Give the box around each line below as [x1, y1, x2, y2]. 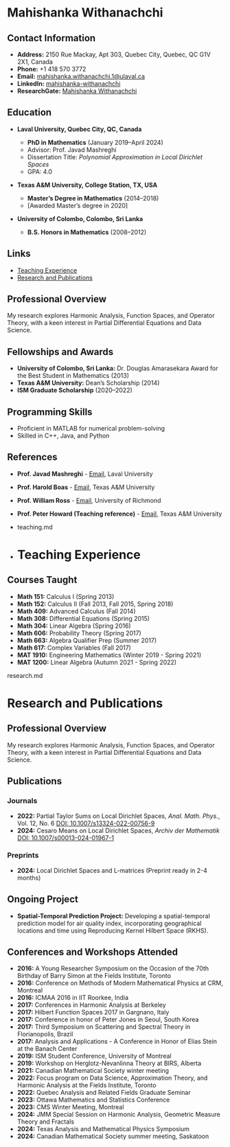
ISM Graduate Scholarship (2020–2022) [16, 386, 133, 394]
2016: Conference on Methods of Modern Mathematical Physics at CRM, [16, 979, 223, 987]
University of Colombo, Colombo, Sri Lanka [16, 214, 143, 223]
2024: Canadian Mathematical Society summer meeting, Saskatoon [16, 1132, 209, 1141]
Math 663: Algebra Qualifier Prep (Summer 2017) [16, 636, 157, 644]
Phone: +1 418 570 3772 [16, 65, 87, 73]
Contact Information [7, 32, 96, 44]
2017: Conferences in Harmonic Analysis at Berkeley [16, 1001, 166, 1009]
